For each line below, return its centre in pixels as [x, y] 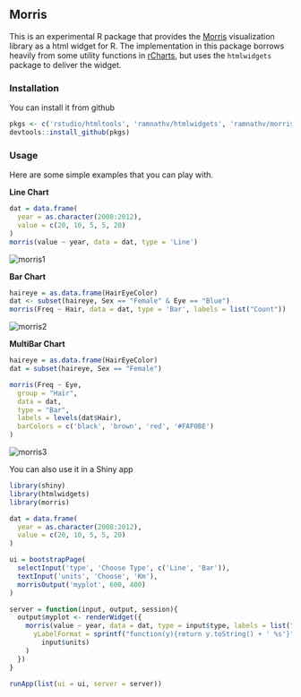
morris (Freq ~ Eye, [46, 384]
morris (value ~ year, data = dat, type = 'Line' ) [104, 242]
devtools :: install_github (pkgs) [69, 132]
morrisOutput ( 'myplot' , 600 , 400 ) [82, 585]
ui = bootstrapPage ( [48, 560]
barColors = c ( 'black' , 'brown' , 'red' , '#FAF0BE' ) [116, 426]
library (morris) [39, 502]
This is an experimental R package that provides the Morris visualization [142, 36]
